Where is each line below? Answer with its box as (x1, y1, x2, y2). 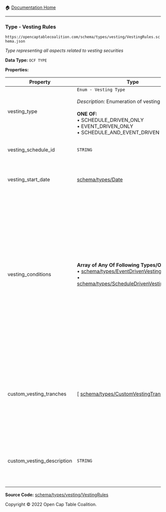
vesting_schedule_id (7, 146, 55, 153)
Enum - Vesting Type (77, 87, 125, 93)
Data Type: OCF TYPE (5, 57, 47, 63)
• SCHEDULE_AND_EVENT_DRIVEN (77, 129, 160, 136)
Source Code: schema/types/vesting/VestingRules (5, 492, 109, 498)
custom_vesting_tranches (7, 391, 67, 398)
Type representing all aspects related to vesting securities (5, 48, 124, 54)
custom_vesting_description (7, 457, 73, 464)
